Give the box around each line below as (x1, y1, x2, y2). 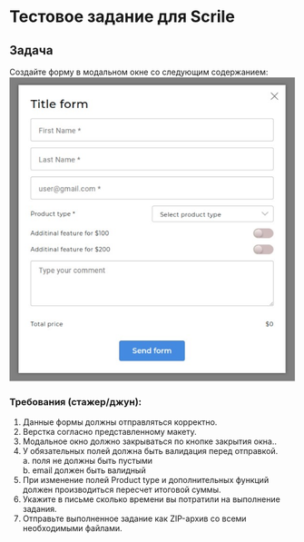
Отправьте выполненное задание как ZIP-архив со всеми (22, 513, 247, 524)
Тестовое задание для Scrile (9, 6, 236, 27)
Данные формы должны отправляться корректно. (22, 416, 218, 428)
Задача (9, 43, 54, 58)
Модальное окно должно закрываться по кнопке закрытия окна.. (22, 436, 277, 447)
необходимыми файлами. (22, 522, 123, 533)
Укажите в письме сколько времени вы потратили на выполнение (22, 493, 281, 505)
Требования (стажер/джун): (9, 396, 142, 409)
